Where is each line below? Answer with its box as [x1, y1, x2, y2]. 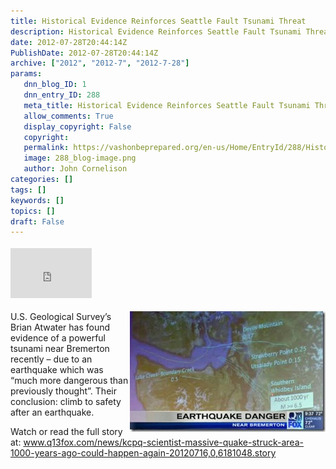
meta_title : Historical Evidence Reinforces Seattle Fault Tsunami [23, 100, 311, 110]
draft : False [10, 216, 65, 227]
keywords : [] [10, 195, 65, 205]
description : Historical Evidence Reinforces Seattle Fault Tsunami [10, 26, 302, 37]
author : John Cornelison [23, 164, 128, 174]
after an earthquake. [10, 406, 95, 419]
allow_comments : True [23, 111, 114, 121]
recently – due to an [10, 353, 93, 365]
